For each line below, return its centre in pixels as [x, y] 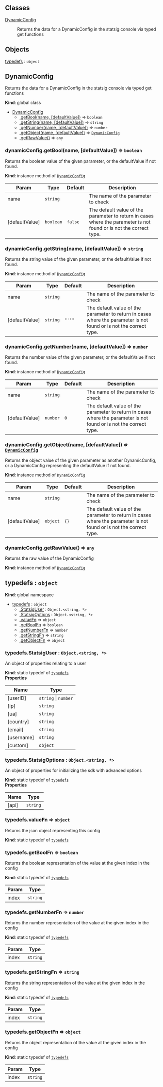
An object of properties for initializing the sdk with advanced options [73, 770]
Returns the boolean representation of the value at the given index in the [77, 863]
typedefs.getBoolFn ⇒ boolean [42, 853]
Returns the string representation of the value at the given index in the [75, 983]
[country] [18, 722]
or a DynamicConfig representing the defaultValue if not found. [68, 465]
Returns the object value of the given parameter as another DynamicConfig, [81, 460]
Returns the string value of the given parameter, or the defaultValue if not [78, 259]
